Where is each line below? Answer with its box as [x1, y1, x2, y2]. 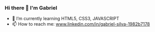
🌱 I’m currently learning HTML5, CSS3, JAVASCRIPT [11, 16, 119, 22]
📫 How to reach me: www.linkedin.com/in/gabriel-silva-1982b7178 [11, 21, 150, 27]
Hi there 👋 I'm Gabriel [4, 4, 57, 11]
